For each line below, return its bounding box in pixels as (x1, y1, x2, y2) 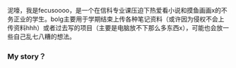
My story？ (7, 51, 47, 61)
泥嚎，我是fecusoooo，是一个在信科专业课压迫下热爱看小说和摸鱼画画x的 (7, 6, 221, 14)
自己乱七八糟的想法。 (13, 32, 76, 41)
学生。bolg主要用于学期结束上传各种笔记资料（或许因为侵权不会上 (31, 15, 225, 23)
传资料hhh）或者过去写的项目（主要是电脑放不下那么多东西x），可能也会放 (7, 24, 223, 32)
